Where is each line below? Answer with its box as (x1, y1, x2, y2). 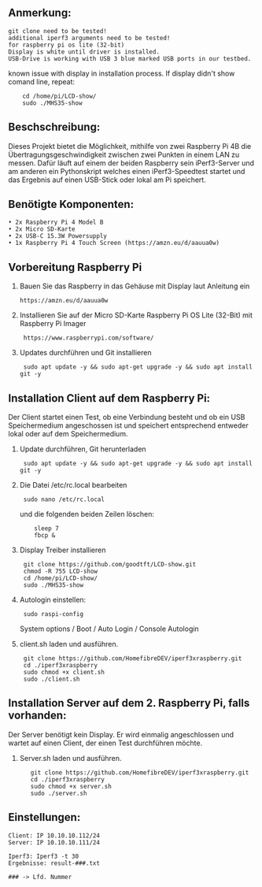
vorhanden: (8, 709, 67, 722)
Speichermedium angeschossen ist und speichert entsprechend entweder (8, 421, 249, 430)
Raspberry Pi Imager (19, 319, 87, 328)
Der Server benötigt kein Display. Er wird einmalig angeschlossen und (8, 729, 234, 739)
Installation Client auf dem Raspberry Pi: (8, 392, 211, 405)
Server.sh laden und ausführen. (19, 753, 122, 763)
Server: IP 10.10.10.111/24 (8, 838, 101, 846)
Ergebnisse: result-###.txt (8, 859, 101, 867)
